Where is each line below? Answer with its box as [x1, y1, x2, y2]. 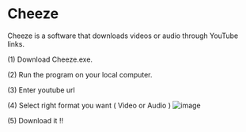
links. [7, 39, 25, 48]
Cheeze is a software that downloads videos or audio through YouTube [7, 31, 239, 40]
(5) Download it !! [7, 115, 64, 125]
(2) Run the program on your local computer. [7, 70, 153, 79]
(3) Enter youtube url [7, 85, 76, 95]
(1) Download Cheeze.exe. [7, 55, 93, 64]
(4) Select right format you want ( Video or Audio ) [7, 100, 172, 110]
